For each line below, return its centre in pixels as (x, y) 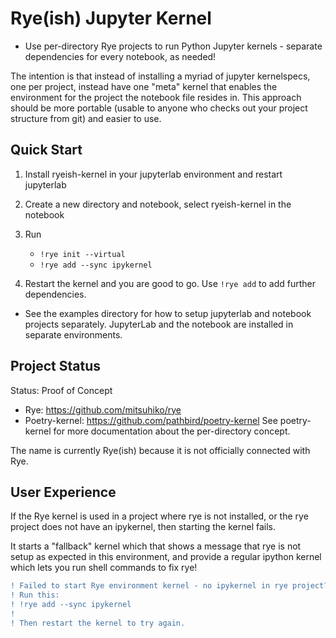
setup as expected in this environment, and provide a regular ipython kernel (166, 557)
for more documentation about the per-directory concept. (172, 431)
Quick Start (46, 150)
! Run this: (35, 595)
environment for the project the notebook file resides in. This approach (156, 97)
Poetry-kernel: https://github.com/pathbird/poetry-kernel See (151, 420)
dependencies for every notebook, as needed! (120, 56)
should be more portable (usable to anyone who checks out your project (159, 108)
